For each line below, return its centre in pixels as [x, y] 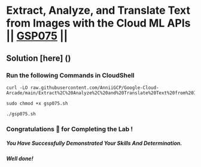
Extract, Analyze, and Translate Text [98, 11]
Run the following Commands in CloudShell [70, 75]
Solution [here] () [39, 58]
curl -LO [17, 88]
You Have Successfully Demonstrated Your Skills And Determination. [94, 143]
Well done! [20, 158]
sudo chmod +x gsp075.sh [37, 103]
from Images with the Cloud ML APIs [98, 23]
